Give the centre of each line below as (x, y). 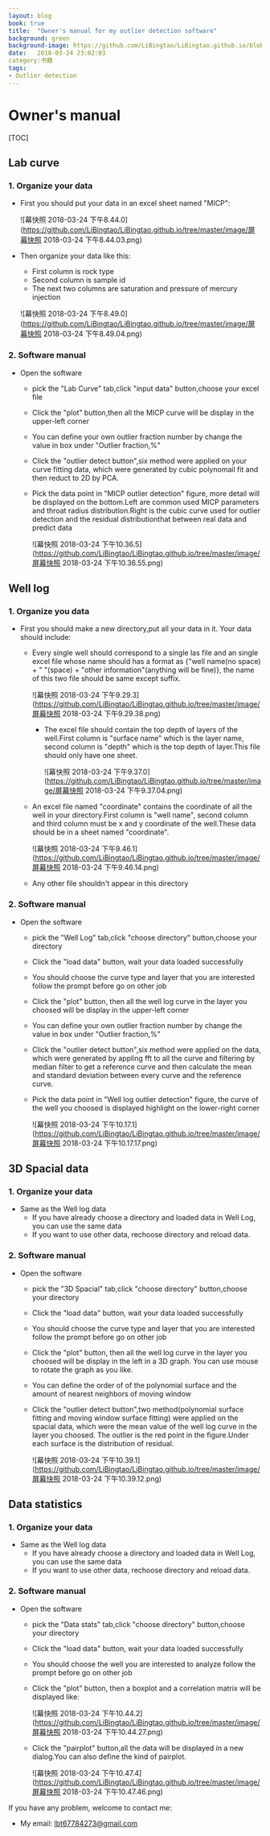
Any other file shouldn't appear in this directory (110, 883)
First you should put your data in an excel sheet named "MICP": (125, 203)
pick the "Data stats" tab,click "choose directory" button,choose (138, 1624)
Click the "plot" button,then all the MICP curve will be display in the (143, 412)
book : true (27, 23)
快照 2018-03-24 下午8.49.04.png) (85, 334)
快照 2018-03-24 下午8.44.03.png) (85, 240)
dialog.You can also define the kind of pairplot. (109, 1756)
